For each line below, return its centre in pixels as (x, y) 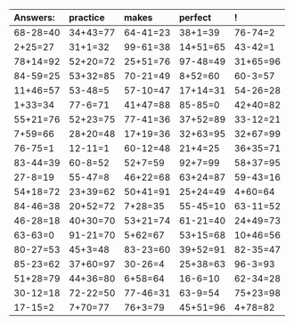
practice (87, 17)
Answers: (34, 17)
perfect (196, 17)
